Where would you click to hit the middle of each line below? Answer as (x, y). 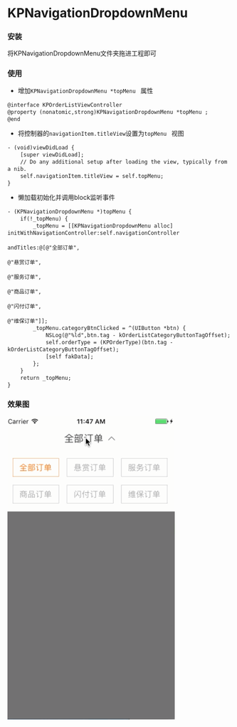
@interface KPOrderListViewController (65, 105)
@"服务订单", (25, 277)
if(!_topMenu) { (44, 218)
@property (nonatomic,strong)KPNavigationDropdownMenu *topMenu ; (108, 112)
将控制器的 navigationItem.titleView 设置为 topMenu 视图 (101, 133)
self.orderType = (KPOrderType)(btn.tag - (109, 342)
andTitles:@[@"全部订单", (44, 248)
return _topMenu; (46, 378)
